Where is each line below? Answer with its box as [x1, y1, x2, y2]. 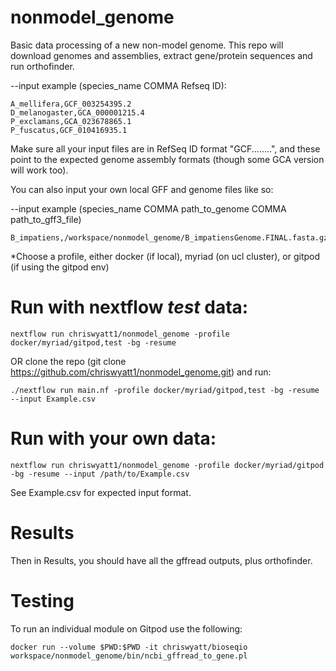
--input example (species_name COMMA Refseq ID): [10, 79, 227, 91]
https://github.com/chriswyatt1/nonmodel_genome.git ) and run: [10, 366, 272, 378]
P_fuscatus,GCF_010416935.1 [10, 125, 128, 135]
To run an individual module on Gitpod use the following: [10, 622, 243, 635]
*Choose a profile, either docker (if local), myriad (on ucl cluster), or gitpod [10, 250, 321, 262]
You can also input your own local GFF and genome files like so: [10, 183, 274, 195]
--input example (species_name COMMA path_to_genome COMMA [10, 202, 287, 215]
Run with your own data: [10, 427, 217, 450]
